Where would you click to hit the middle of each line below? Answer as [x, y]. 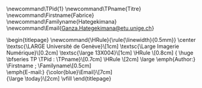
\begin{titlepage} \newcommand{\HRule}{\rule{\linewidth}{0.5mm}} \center [101, 40]
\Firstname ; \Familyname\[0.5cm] [49, 66]
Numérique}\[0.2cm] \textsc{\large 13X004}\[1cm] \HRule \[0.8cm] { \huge [100, 53]
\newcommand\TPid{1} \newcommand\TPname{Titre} [74, 9]
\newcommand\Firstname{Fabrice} [50, 15]
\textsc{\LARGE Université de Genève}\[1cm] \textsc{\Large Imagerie [93, 46]
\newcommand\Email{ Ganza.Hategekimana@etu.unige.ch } [80, 28]
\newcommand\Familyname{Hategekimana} [62, 22]
